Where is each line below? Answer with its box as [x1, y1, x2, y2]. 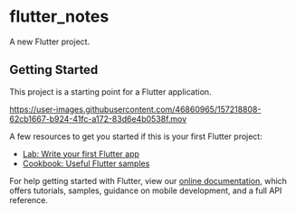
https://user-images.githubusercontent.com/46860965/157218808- [9, 104, 262, 115]
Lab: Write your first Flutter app [22, 148, 140, 159]
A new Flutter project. [9, 36, 91, 47]
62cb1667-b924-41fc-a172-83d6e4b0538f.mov [9, 113, 187, 124]
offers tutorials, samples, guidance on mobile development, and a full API [9, 185, 282, 196]
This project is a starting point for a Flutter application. [9, 86, 212, 97]
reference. [9, 194, 48, 205]
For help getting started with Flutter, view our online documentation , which [9, 175, 288, 186]
